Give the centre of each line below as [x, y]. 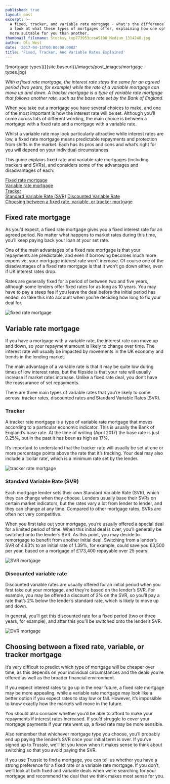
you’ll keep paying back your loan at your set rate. [57, 240]
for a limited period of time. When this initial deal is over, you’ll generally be [83, 529]
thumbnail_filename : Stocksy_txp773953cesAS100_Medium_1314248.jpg [78, 38]
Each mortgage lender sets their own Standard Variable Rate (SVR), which [82, 492]
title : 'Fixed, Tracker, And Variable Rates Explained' [65, 52]
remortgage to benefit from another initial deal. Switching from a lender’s [81, 540]
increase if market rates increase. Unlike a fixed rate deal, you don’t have [81, 378]
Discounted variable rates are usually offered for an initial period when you [83, 585]
